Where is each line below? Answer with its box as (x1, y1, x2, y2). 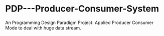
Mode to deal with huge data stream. (5, 24, 81, 30)
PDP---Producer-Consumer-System (5, 3, 159, 14)
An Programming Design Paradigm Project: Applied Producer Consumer (5, 19, 154, 25)
